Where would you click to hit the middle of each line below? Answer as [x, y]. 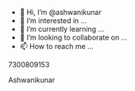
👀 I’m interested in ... [53, 21]
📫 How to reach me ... [56, 46]
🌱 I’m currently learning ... [62, 29]
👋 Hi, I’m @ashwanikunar [60, 12]
